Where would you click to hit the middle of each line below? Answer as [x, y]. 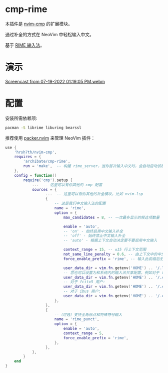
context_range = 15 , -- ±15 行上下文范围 [105, 250]
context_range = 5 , [83, 333]
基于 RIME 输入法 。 [25, 45]
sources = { [44, 189]
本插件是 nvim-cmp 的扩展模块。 [39, 24]
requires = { [28, 157]
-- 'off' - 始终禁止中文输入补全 [94, 236]
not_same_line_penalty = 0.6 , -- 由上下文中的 [110, 255]
